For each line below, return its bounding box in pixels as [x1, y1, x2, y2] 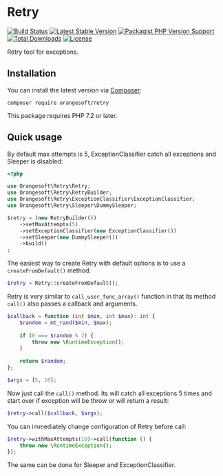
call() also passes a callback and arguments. [7, 299, 138, 308]
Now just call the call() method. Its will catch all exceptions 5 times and [7, 389, 212, 397]
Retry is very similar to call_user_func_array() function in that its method [7, 292, 216, 301]
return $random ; [19, 358, 67, 365]
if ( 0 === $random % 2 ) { [19, 332, 94, 339]
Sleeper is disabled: [7, 157, 63, 166]
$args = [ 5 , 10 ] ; [7, 377, 57, 384]
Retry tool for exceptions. [7, 48, 79, 56]
